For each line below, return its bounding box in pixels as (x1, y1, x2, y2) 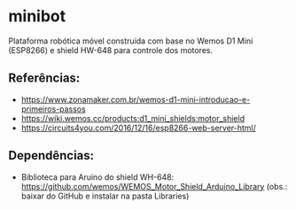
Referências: (8, 71, 81, 86)
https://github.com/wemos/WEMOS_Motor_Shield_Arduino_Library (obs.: (20, 181, 288, 191)
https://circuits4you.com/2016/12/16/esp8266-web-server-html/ (20, 122, 256, 133)
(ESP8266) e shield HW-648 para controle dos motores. (8, 44, 214, 55)
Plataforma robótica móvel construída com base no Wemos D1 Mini (8, 35, 253, 46)
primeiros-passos (20, 104, 86, 114)
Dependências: (8, 148, 95, 163)
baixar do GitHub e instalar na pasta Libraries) (20, 191, 190, 201)
